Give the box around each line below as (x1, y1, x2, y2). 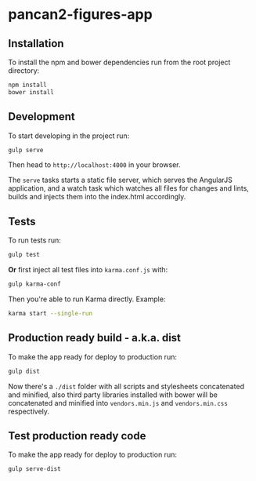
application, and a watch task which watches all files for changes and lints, (8, 184, 249, 193)
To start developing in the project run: (8, 131, 130, 140)
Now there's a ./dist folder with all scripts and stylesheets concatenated (8, 381, 245, 391)
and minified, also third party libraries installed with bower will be (8, 390, 218, 399)
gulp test (8, 251, 41, 259)
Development (8, 110, 76, 123)
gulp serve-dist (8, 465, 61, 473)
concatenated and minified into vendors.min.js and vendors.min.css (8, 398, 229, 407)
